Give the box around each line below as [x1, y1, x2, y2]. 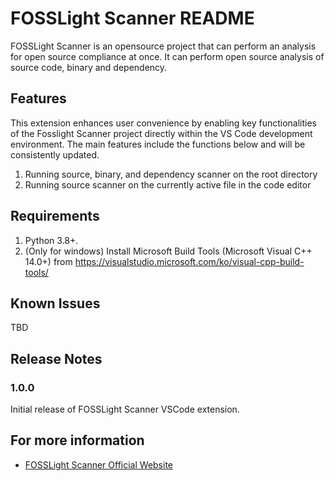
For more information [10, 432, 145, 449]
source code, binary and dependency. [10, 61, 168, 73]
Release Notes [10, 350, 103, 367]
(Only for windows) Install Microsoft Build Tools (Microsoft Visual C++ [24, 245, 313, 257]
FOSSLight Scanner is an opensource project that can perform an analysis [10, 40, 317, 52]
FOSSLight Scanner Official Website [24, 458, 174, 471]
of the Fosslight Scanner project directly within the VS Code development [10, 127, 313, 139]
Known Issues [10, 295, 101, 312]
